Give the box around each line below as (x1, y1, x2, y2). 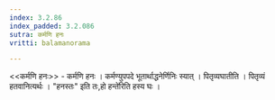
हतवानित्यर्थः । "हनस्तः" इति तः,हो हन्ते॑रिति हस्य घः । (9, 81, 160, 92)
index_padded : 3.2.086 (9, 22, 95, 31)
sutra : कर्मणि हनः (9, 30, 65, 39)
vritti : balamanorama (9, 38, 91, 48)
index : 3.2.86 (9, 13, 63, 23)
